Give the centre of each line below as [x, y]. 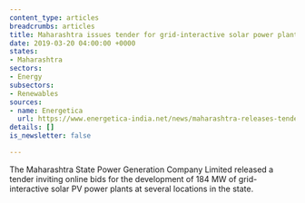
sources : [26, 102]
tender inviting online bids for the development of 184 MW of [123, 179]
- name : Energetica [46, 111]
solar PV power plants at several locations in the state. [152, 188]
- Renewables [34, 93]
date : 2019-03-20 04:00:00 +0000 [73, 43]
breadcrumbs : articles [52, 26]
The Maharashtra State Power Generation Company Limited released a [142, 169]
